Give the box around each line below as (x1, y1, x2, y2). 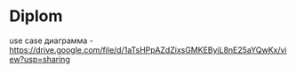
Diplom (9, 6, 63, 26)
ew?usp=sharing (9, 54, 71, 64)
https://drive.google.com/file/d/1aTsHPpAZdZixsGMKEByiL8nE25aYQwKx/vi (9, 44, 287, 55)
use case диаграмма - (9, 35, 93, 46)
